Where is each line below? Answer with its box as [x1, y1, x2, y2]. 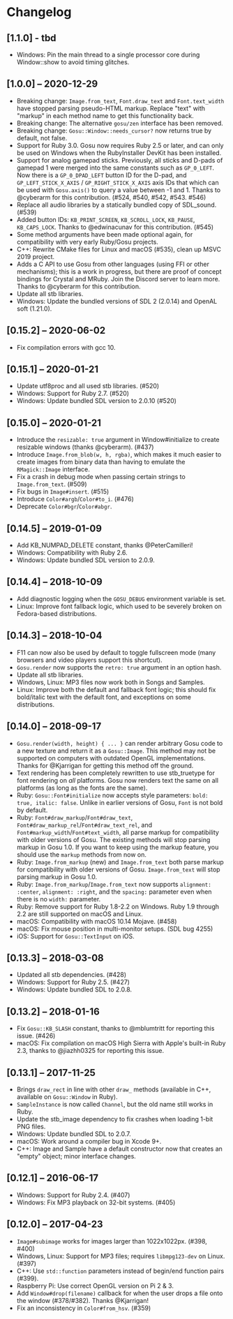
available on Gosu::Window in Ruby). [16, 1092, 118, 1100]
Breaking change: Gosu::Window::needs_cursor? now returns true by [16, 126, 212, 135]
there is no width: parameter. [16, 894, 101, 903]
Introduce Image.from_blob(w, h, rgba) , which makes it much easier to [16, 450, 222, 459]
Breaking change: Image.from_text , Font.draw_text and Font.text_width [16, 96, 225, 105]
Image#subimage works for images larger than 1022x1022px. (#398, [16, 1237, 207, 1245]
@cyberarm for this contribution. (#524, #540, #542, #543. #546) [16, 193, 206, 201]
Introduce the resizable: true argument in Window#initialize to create [16, 436, 220, 444]
